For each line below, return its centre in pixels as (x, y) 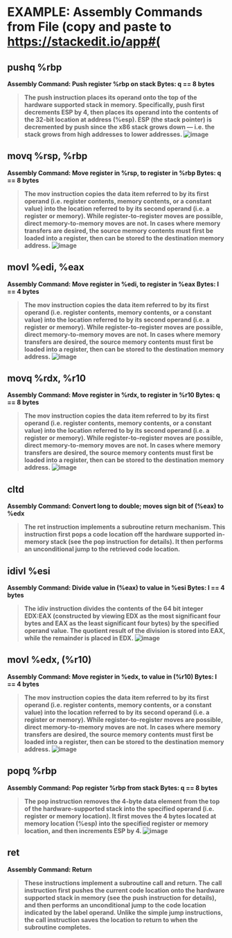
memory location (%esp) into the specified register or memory (116, 823)
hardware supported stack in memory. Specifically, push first (114, 105)
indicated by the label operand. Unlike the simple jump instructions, (123, 912)
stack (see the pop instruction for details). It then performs (137, 542)
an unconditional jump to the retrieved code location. (102, 549)
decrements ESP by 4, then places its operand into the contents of (121, 112)
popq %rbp (32, 771)
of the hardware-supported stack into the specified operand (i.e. (119, 808)
